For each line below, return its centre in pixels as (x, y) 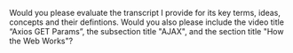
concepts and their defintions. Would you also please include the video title (146, 22)
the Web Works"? (41, 41)
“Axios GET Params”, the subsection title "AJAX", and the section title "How (146, 31)
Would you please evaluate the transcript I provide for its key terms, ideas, (145, 13)
